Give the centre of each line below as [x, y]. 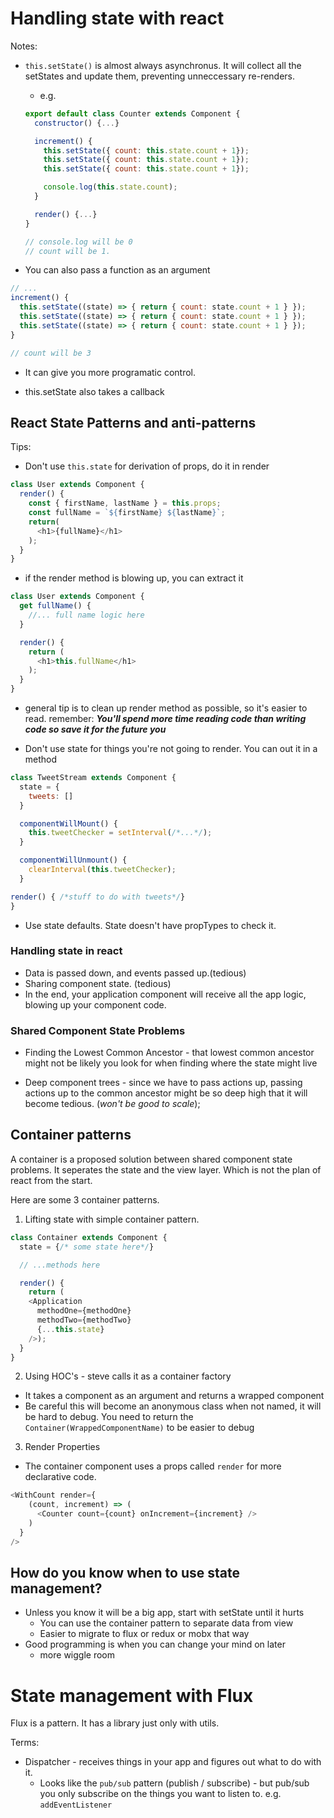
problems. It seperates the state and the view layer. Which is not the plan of [166, 1169]
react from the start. [51, 1180]
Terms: [25, 1743]
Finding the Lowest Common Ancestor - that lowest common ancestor [169, 1053]
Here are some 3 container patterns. [85, 1199]
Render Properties [62, 1447]
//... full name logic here [86, 615]
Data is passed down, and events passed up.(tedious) [135, 973]
